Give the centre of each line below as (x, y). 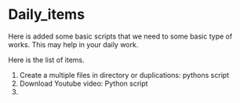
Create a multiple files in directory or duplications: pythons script (124, 75)
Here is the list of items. (46, 60)
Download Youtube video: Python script (84, 83)
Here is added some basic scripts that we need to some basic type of (120, 36)
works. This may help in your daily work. (73, 44)
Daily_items (46, 15)
